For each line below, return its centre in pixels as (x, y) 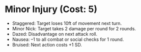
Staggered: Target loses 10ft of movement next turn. (67, 23)
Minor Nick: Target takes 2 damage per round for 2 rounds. (74, 28)
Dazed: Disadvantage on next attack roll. (55, 34)
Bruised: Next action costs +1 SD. (47, 44)
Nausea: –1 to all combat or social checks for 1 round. (68, 39)
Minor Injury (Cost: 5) (51, 9)
